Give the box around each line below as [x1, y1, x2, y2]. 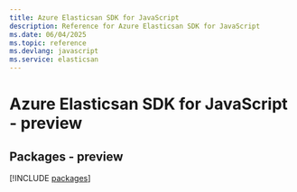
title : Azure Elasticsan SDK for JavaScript [9, 13, 180, 23]
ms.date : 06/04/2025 [9, 30, 88, 39]
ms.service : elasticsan [9, 55, 99, 64]
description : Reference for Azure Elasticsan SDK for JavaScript [9, 22, 260, 31]
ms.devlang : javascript [9, 47, 99, 56]
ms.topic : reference [9, 38, 88, 48]
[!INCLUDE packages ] [9, 173, 91, 183]
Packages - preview [9, 149, 124, 164]
